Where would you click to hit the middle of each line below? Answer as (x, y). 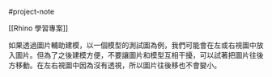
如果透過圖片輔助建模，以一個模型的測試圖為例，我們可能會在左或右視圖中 (132, 45)
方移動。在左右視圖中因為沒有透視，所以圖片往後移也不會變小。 (115, 65)
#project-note (32, 12)
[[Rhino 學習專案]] (38, 28)
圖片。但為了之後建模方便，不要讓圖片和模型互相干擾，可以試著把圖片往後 (139, 55)
